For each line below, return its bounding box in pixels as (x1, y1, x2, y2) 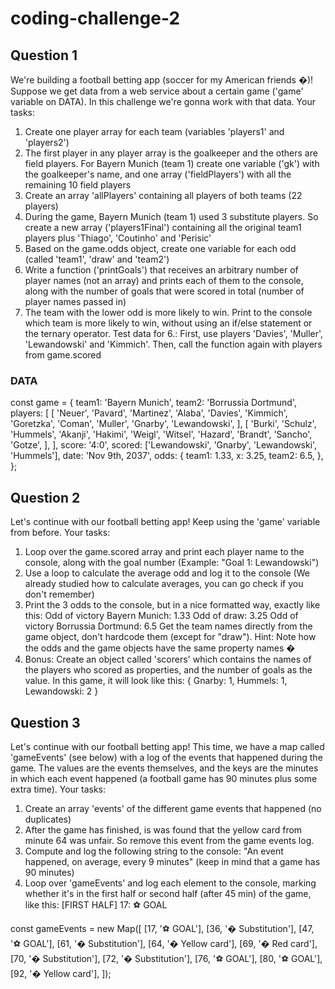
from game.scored (24, 349, 102, 361)
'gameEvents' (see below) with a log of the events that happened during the (10, 751, 323, 763)
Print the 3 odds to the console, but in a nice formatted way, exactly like (24, 599, 321, 611)
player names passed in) (24, 296, 127, 307)
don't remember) (24, 588, 95, 601)
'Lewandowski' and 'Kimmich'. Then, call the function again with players (24, 338, 323, 350)
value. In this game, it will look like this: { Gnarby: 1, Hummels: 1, (24, 675, 288, 687)
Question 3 (10, 714, 81, 731)
